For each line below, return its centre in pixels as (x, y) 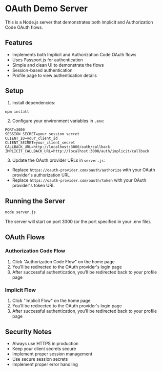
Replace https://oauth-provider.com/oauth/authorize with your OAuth (83, 170)
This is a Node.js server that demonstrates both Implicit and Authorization (79, 22)
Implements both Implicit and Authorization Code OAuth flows (74, 54)
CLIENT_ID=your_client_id (31, 138)
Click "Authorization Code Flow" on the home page (63, 261)
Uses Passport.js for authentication (47, 60)
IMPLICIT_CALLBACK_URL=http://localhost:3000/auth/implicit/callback (77, 151)
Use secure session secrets (40, 359)
